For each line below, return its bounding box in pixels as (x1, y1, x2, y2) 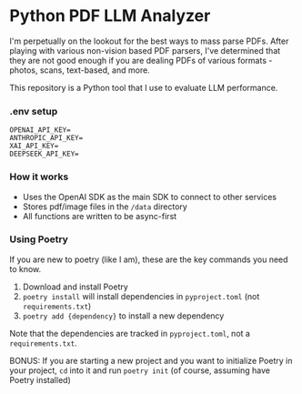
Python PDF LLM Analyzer (9, 5, 211, 26)
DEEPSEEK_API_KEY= (9, 149, 79, 159)
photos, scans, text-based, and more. (9, 65, 150, 76)
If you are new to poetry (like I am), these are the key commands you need (9, 254, 288, 265)
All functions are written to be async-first (22, 210, 177, 221)
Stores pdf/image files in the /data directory (22, 201, 188, 212)
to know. (9, 263, 42, 274)
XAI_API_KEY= (9, 142, 59, 151)
